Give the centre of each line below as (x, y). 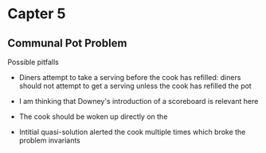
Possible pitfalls (33, 62)
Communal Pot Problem (67, 43)
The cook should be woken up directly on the (93, 117)
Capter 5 (37, 14)
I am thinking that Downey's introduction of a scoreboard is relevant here (139, 101)
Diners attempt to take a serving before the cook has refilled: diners (130, 77)
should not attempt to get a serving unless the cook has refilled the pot (135, 86)
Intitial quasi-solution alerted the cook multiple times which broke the (132, 132)
